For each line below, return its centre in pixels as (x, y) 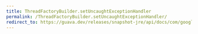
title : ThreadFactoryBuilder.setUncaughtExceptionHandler (79, 11)
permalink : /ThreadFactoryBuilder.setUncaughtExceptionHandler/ (87, 17)
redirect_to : (22, 22)
